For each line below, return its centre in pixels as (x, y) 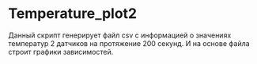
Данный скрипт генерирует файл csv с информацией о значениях (120, 35)
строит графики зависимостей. (61, 52)
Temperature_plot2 (72, 14)
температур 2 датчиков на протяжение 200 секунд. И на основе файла (129, 43)
